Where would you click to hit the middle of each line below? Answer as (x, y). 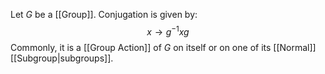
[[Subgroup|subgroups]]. (62, 58)
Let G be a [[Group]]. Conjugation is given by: (104, 14)
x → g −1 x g (168, 31)
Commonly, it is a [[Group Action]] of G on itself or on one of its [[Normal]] (163, 47)
